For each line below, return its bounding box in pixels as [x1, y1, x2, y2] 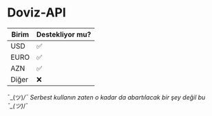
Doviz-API [7, 5, 67, 21]
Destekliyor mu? [36, 30, 92, 39]
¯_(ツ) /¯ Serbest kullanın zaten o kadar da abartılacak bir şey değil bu [7, 93, 206, 101]
